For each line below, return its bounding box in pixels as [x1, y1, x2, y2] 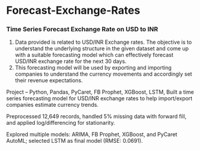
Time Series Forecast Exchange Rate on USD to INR [6, 25, 158, 34]
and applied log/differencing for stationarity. [6, 119, 115, 127]
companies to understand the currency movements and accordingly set [14, 70, 192, 78]
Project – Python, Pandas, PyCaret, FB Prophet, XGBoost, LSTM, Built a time [6, 88, 194, 96]
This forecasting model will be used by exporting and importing [14, 64, 172, 71]
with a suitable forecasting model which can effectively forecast [14, 52, 174, 59]
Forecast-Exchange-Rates [6, 4, 141, 17]
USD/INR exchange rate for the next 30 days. [14, 58, 127, 65]
